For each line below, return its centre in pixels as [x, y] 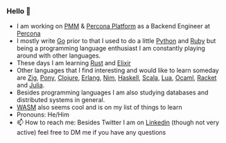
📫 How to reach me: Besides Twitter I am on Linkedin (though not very [118, 123]
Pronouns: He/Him [43, 115]
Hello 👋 [19, 11]
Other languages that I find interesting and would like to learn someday [118, 70]
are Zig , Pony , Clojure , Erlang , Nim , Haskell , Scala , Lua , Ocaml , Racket [116, 78]
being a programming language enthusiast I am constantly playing [111, 49]
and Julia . [31, 85]
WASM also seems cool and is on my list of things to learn [99, 108]
